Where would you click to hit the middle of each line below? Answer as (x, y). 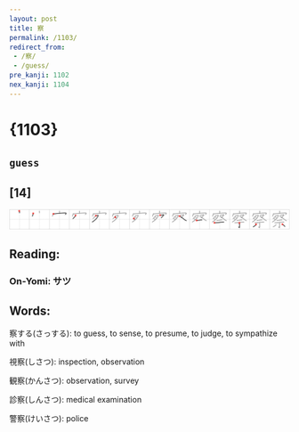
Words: (30, 310)
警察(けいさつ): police (49, 419)
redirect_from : (37, 47)
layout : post (33, 19)
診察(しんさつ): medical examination (76, 400)
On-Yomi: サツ (40, 281)
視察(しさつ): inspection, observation (77, 362)
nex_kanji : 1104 (39, 85)
